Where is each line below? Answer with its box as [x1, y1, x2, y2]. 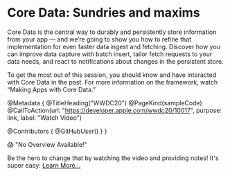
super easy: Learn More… [7, 161, 81, 169]
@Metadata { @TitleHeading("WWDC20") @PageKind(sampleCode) [7, 98, 202, 107]
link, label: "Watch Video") [7, 113, 82, 122]
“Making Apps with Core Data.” [7, 85, 96, 94]
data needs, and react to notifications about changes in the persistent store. [7, 57, 224, 65]
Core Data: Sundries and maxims [7, 5, 200, 21]
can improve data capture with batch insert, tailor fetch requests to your [7, 50, 213, 58]
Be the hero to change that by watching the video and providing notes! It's [7, 154, 219, 162]
